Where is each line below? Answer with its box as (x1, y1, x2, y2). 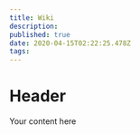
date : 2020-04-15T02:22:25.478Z (9, 38, 131, 48)
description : (9, 22, 59, 31)
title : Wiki (9, 13, 54, 23)
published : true (9, 30, 70, 39)
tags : (9, 47, 30, 56)
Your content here (9, 116, 77, 127)
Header (9, 86, 66, 107)
